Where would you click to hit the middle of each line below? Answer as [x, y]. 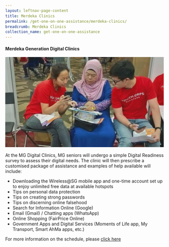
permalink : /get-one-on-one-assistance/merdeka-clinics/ [66, 21]
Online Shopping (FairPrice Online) [48, 219]
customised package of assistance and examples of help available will [78, 166]
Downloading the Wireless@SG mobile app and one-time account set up [88, 181]
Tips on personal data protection [46, 192]
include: [14, 171]
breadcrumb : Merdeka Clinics [36, 27]
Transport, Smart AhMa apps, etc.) [48, 229]
